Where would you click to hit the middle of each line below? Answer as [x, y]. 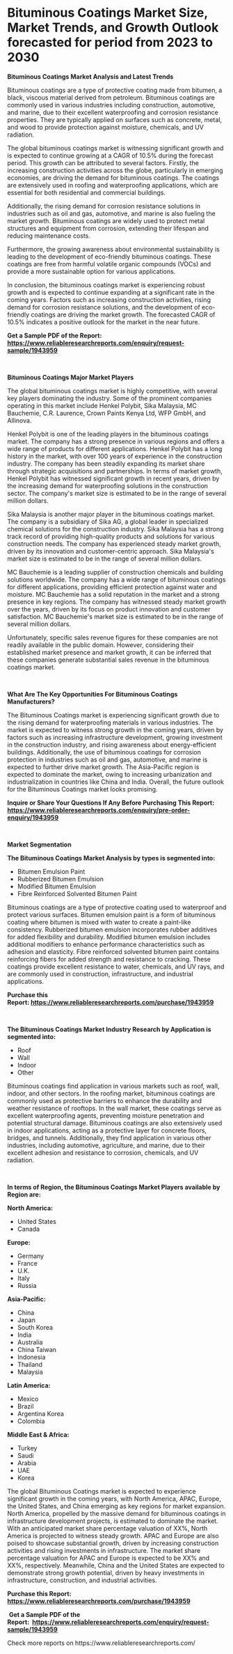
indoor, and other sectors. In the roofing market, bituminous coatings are [111, 1093]
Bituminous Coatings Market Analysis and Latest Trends [90, 76]
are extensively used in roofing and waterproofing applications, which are [113, 185]
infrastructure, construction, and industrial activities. [82, 1580]
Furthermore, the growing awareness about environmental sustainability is [114, 249]
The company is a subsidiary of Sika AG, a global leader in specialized [108, 522]
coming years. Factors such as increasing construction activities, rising [109, 299]
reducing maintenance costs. [49, 236]
